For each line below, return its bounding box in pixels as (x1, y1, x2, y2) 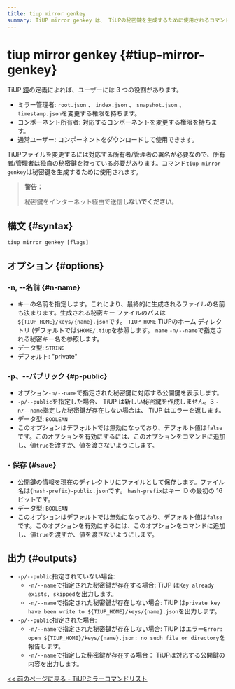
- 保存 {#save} (7, 460, 57, 470)
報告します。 (27, 642, 65, 651)
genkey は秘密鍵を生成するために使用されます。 (7, 168, 142, 176)
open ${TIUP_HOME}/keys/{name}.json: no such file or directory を (27, 634, 226, 642)
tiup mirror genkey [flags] (7, 239, 90, 246)
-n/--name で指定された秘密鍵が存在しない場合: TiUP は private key (27, 599, 220, 607)
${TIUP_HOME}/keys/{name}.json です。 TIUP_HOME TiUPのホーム (17, 317, 197, 325)
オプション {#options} (7, 260, 104, 271)
